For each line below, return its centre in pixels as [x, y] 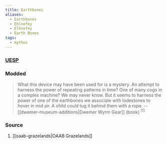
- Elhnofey [21, 29]
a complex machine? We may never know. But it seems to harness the [89, 95]
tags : [11, 38]
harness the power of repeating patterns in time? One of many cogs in [90, 90]
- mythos [19, 43]
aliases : [14, 15]
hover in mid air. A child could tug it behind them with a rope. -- [83, 105]
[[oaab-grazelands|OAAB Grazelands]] [52, 135]
